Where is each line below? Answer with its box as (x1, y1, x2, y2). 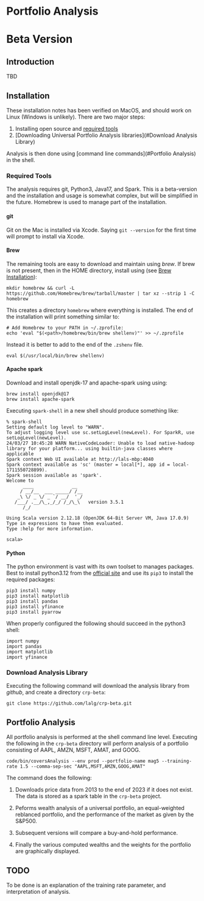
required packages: (6, 576, 55, 583)
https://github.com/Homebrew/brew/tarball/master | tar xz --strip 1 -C (6, 290, 195, 296)
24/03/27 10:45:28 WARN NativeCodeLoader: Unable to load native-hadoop (6, 440, 195, 446)
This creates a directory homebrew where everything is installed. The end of (6, 306, 194, 314)
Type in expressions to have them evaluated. (6, 520, 124, 526)
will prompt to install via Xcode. (6, 232, 85, 240)
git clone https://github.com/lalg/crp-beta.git (6, 701, 132, 707)
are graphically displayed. (15, 848, 80, 855)
